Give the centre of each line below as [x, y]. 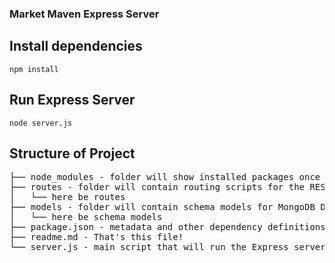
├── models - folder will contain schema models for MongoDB [162, 207]
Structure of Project [72, 153]
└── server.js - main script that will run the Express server [167, 247]
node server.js [41, 123]
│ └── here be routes [67, 197]
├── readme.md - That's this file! [96, 237]
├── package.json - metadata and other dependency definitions [167, 227]
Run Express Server [72, 100]
